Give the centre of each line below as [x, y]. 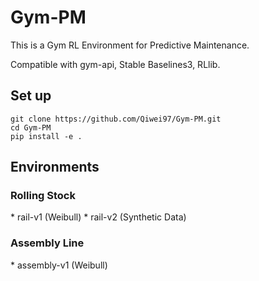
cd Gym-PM [31, 127]
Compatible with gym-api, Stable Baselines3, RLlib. [115, 64]
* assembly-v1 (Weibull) [59, 265]
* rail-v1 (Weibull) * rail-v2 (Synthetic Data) [98, 217]
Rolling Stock [43, 196]
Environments [55, 167]
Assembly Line [47, 243]
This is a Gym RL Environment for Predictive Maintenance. [130, 45]
